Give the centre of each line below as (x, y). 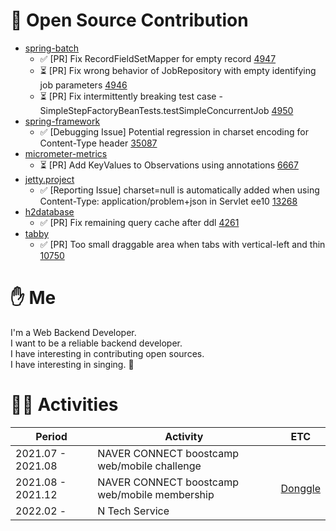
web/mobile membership (156, 494)
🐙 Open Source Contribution (129, 20)
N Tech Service (133, 511)
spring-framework (62, 121)
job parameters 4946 (83, 85)
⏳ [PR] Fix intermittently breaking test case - (131, 96)
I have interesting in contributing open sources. (107, 353)
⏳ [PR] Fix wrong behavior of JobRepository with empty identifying (178, 70)
